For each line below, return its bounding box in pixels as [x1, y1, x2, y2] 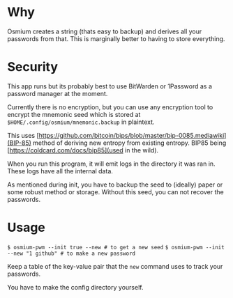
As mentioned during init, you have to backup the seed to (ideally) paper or [7, 180, 223, 189]
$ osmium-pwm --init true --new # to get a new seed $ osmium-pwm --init [7, 244, 225, 251]
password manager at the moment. [7, 89, 108, 97]
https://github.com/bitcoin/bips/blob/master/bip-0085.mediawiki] [38, 131, 227, 139]
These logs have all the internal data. [7, 166, 114, 175]
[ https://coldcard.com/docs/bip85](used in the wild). [7, 146, 159, 154]
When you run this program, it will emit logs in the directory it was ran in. [7, 159, 216, 168]
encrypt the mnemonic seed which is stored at [7, 110, 141, 118]
